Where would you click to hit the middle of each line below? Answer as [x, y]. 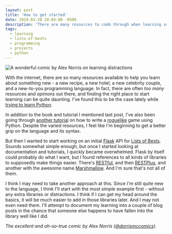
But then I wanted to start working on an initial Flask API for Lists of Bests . [83, 141]
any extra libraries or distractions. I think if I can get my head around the [81, 194]
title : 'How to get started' [36, 15]
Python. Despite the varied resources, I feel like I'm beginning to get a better [86, 125]
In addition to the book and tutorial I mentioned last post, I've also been [80, 114]
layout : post [19, 10]
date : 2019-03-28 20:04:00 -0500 [41, 19]
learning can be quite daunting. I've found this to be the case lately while [82, 99]
